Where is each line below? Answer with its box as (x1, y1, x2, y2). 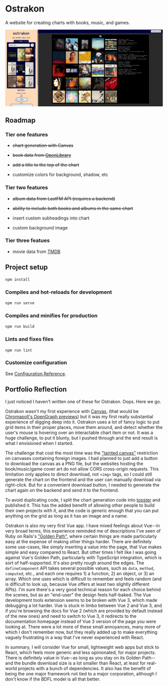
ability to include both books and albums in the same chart (12, 205, 133, 211)
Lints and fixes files (5, 336, 54, 343)
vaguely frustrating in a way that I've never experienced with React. (5, 634, 144, 640)
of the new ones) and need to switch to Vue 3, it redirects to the (5, 613, 136, 619)
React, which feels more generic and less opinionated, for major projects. (5, 649, 156, 655)
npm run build (5, 324, 35, 329)
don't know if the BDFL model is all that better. (5, 676, 100, 682)
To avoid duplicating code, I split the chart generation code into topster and (5, 497, 160, 503)
